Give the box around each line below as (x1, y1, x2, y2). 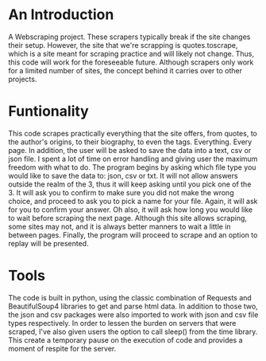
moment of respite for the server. (8, 343, 117, 353)
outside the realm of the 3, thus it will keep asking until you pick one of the (8, 179, 252, 189)
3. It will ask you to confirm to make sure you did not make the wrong (8, 187, 234, 197)
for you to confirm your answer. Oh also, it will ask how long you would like (8, 205, 253, 214)
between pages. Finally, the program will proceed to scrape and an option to (8, 230, 258, 240)
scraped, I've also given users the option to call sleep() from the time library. (8, 327, 258, 336)
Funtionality (8, 102, 89, 120)
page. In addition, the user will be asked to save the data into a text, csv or (8, 145, 252, 155)
